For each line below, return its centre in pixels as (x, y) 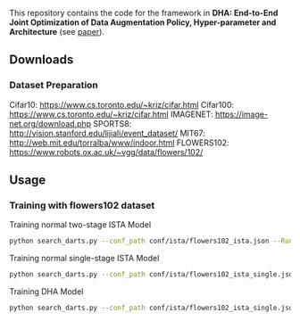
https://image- (242, 114)
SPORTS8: (112, 123)
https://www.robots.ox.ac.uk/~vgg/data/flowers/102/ (106, 152)
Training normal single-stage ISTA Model (84, 259)
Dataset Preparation (54, 86)
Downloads (42, 60)
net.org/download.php (50, 123)
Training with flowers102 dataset (82, 206)
